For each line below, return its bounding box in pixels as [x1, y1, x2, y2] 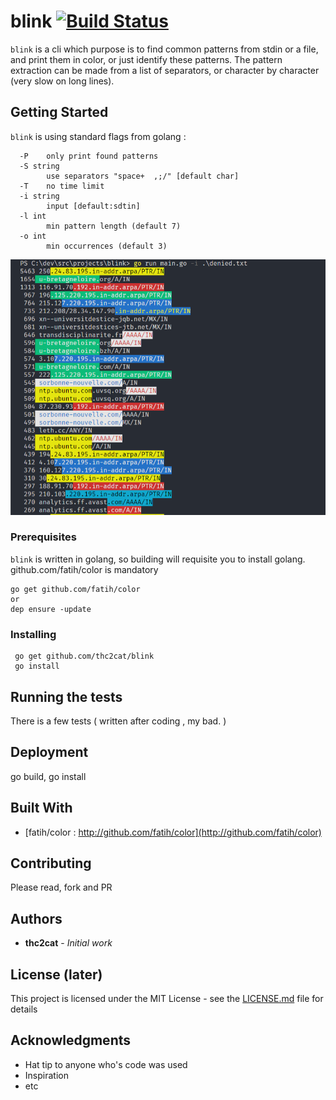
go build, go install [10, 770, 87, 782]
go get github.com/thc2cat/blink [14, 651, 155, 662]
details [10, 1003, 38, 1015]
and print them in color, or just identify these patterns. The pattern [10, 53, 283, 65]
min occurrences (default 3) [46, 241, 168, 251]
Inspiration [24, 1069, 69, 1081]
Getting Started [10, 104, 109, 121]
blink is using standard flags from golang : [10, 130, 187, 142]
